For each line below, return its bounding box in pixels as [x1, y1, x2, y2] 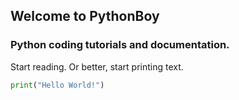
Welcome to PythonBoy [10, 8, 160, 25]
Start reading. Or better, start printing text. [10, 60, 184, 73]
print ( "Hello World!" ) [10, 80, 105, 90]
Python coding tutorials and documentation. [10, 38, 230, 52]
